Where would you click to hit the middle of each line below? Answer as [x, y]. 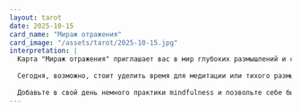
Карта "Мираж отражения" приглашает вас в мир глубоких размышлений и [152, 59]
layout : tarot [36, 17]
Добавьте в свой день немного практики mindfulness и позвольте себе [150, 92]
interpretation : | [43, 51]
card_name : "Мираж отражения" [66, 34]
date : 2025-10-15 [42, 26]
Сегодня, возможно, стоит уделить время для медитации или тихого [144, 76]
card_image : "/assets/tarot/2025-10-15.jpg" [94, 43]
